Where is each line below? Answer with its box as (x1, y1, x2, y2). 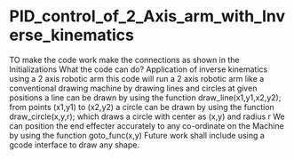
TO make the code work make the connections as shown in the (9, 54, 240, 65)
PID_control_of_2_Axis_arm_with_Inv (9, 6, 286, 27)
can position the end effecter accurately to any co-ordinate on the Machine (9, 120, 284, 131)
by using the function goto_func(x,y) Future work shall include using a (9, 130, 265, 140)
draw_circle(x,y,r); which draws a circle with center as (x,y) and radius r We (9, 111, 286, 122)
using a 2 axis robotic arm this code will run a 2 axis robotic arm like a (9, 73, 265, 83)
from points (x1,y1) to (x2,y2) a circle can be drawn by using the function (9, 101, 275, 112)
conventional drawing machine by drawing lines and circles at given (9, 83, 258, 93)
